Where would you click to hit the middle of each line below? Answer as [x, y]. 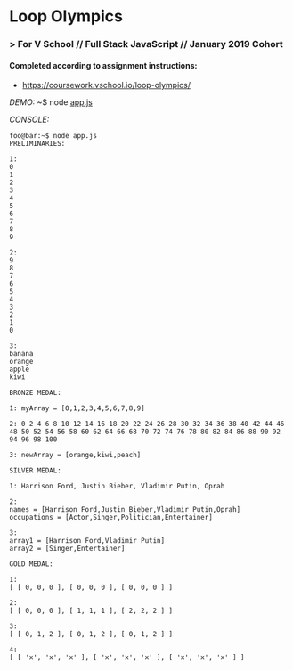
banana [21, 354]
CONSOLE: [29, 120]
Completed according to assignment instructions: [103, 65]
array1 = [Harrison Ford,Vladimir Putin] [87, 541]
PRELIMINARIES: [37, 144]
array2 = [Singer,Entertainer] [67, 549]
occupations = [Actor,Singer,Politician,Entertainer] [111, 518]
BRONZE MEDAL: [36, 393]
